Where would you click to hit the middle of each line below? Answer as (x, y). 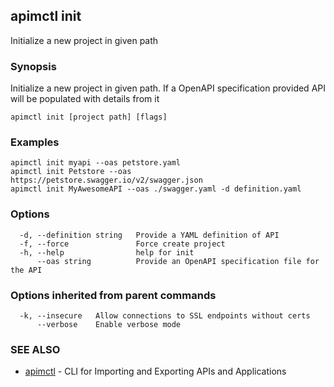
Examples (35, 142)
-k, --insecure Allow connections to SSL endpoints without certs (165, 316)
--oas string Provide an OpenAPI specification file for (178, 261)
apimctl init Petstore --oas (71, 172)
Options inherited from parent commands (113, 295)
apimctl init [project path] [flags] (89, 117)
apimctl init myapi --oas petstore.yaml (96, 163)
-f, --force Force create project (122, 244)
